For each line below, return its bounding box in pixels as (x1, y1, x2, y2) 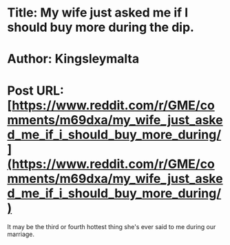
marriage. (7, 230, 35, 239)
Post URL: (7, 83, 64, 98)
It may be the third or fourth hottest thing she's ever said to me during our (7, 223, 216, 231)
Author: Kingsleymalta (7, 51, 140, 67)
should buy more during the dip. (7, 19, 195, 35)
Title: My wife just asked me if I (7, 5, 189, 21)
